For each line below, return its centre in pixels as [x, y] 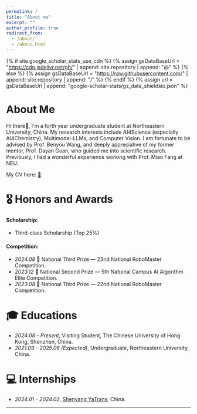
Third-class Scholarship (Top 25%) [57, 233]
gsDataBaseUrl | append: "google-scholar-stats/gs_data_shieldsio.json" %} [97, 86]
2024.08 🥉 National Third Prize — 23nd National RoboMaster [88, 259]
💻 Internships [41, 379]
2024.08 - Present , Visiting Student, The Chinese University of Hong [97, 335]
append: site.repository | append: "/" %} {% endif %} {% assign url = [89, 79]
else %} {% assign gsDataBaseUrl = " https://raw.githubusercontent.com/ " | [97, 73]
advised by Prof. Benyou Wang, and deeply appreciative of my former [90, 144]
